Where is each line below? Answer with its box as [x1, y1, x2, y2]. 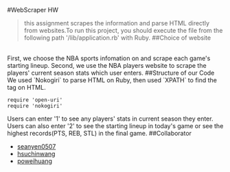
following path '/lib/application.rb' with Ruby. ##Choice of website [23, 34, 211, 42]
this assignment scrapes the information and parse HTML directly [23, 19, 210, 27]
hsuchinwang [16, 150, 56, 158]
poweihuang [16, 157, 53, 165]
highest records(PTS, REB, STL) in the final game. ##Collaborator [7, 130, 192, 137]
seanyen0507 [16, 143, 56, 150]
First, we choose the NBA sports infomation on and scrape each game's [7, 54, 211, 62]
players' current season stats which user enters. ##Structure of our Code [7, 69, 215, 77]
